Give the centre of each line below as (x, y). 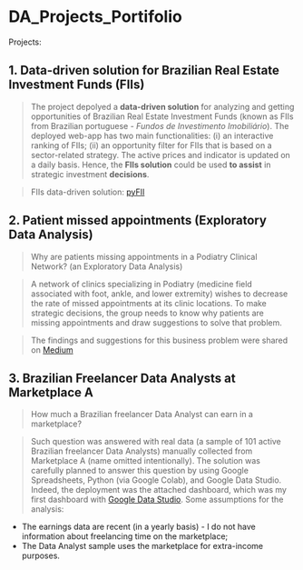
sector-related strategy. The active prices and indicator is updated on (161, 155)
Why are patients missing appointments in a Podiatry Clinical (144, 256)
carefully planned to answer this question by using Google (139, 471)
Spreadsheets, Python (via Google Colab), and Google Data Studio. (156, 480)
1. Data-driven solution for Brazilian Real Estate (144, 70)
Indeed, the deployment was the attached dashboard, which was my (159, 490)
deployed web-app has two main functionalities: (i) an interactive (152, 135)
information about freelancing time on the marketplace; (125, 536)
